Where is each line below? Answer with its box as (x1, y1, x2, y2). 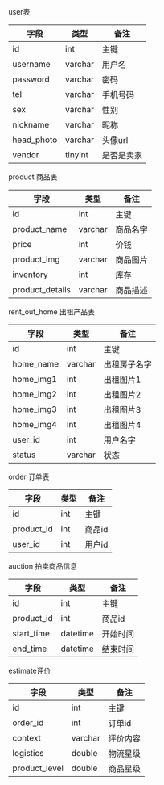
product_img (12, 254, 60, 265)
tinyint (65, 149, 88, 160)
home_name (12, 359, 59, 369)
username (12, 59, 51, 69)
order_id (12, 717, 44, 728)
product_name (12, 224, 68, 234)
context (12, 733, 42, 743)
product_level (12, 762, 64, 774)
